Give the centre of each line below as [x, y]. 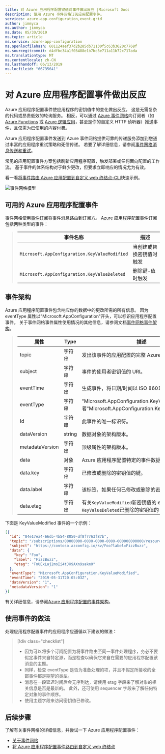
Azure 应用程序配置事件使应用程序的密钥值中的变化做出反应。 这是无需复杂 [81, 109]
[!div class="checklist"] [41, 641]
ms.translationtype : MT [29, 55]
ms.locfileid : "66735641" [31, 69]
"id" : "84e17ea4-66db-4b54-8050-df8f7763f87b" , [59, 537]
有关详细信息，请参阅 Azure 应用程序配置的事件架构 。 [59, 601]
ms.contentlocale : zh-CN [30, 60]
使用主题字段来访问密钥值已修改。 [59, 700]
